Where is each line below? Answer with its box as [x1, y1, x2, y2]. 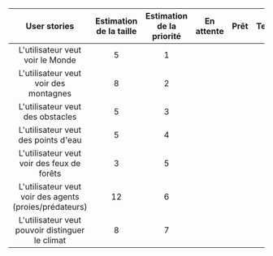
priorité [151, 31, 181, 41]
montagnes [28, 88, 71, 99]
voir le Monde [24, 54, 76, 66]
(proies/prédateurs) [12, 202, 88, 212]
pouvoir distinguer [15, 224, 85, 236]
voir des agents [19, 191, 80, 202]
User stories [25, 20, 75, 32]
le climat [33, 235, 67, 245]
